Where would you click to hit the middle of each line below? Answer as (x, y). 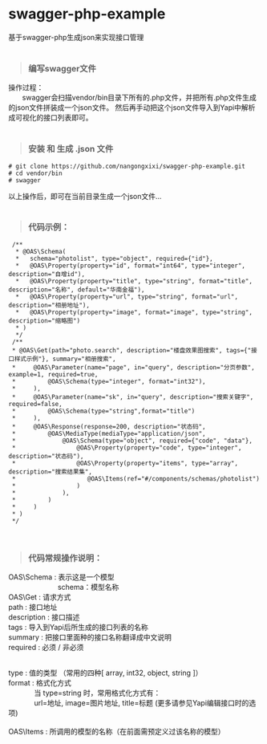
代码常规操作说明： (65, 558)
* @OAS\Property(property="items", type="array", (125, 463)
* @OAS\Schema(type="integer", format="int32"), (109, 381)
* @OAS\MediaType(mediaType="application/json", (109, 433)
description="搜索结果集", (50, 472)
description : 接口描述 (44, 617)
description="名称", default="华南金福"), (77, 290)
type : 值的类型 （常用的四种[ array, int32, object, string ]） (105, 673)
